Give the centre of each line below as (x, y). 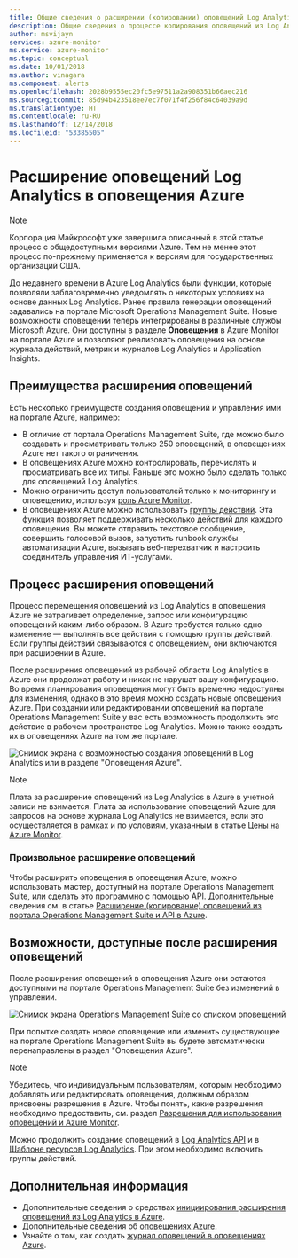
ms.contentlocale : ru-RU (55, 116)
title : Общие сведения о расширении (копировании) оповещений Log (134, 17)
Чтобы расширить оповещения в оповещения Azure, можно (123, 877)
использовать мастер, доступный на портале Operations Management (142, 886)
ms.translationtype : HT (53, 108)
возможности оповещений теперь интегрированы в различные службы (145, 320)
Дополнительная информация (99, 1186)
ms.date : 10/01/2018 (47, 67)
